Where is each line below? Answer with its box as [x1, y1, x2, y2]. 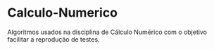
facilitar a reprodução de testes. [7, 35, 100, 43]
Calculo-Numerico [7, 5, 118, 21]
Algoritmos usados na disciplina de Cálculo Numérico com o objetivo [7, 28, 208, 36]
